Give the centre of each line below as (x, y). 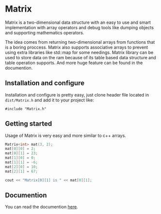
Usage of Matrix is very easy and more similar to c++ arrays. (65, 135)
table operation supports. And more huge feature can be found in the (74, 63)
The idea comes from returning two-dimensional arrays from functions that (80, 42)
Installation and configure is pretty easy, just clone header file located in (77, 95)
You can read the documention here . (42, 207)
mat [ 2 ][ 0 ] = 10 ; (21, 167)
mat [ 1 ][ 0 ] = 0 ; (20, 158)
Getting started (29, 124)
